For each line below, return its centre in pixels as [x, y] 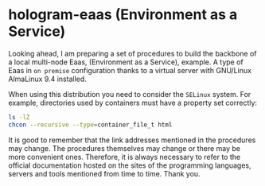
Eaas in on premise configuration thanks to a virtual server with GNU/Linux [130, 70]
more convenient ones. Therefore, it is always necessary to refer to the [125, 157]
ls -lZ [19, 117]
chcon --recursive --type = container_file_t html [90, 125]
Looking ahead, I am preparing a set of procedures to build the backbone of [132, 53]
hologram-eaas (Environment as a [123, 15]
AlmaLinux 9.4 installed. [48, 79]
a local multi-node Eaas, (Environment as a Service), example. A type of [126, 62]
